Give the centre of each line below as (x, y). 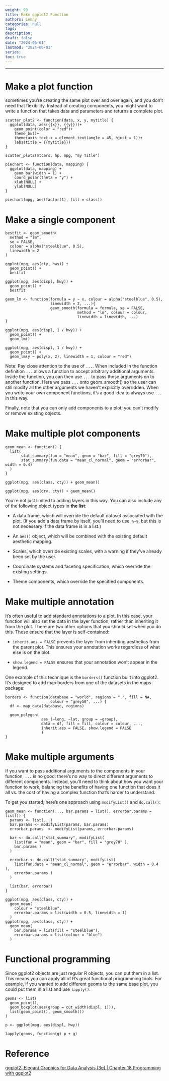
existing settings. (30, 572)
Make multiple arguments (60, 757)
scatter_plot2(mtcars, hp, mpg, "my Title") (53, 156)
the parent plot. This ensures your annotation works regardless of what (86, 647)
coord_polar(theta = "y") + (44, 178)
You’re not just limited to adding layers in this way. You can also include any (83, 501)
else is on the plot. (32, 652)
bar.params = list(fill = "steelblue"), (57, 931)
